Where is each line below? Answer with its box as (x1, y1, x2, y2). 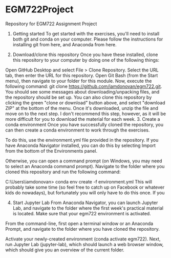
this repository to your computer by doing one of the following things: (12, 57, 160, 63)
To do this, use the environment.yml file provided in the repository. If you (5, 137, 159, 143)
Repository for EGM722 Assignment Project (5, 21, 97, 27)
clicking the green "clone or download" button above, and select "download (5, 99, 165, 106)
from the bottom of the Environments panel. (5, 148, 98, 154)
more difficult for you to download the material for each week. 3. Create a (5, 116, 160, 122)
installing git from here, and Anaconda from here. (12, 41, 117, 47)
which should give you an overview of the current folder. (5, 247, 124, 253)
